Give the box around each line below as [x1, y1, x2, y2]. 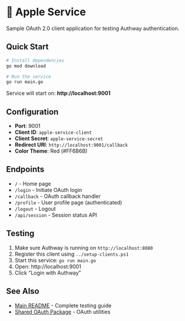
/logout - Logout [14, 205, 56, 212]
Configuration [6, 107, 59, 117]
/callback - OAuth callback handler [14, 193, 101, 200]
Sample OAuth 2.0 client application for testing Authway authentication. [6, 25, 180, 32]
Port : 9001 [14, 123, 41, 130]
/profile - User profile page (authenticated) [14, 198, 123, 206]
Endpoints [6, 164, 45, 174]
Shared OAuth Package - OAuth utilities [14, 308, 111, 315]
